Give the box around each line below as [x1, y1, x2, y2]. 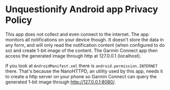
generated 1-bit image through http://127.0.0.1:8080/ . [5, 79, 116, 85]
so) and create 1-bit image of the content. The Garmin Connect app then [5, 47, 158, 53]
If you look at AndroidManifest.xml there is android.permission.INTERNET [5, 63, 158, 69]
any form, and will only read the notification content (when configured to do [5, 42, 165, 48]
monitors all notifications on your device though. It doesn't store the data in [5, 37, 164, 43]
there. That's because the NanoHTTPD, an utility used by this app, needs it [5, 68, 163, 74]
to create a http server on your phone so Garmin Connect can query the [5, 73, 157, 79]
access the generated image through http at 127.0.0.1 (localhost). [5, 52, 142, 59]
